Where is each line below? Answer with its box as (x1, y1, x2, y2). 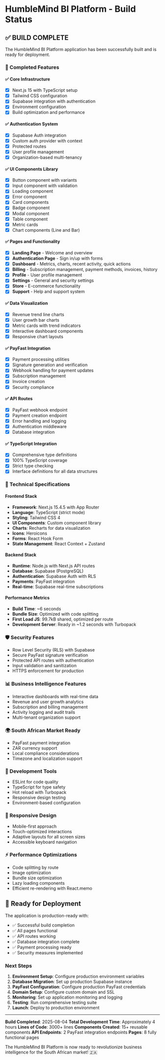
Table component (12, 216, 48, 222)
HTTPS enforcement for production (12, 668, 84, 674)
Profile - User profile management (12, 272, 82, 278)
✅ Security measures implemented (12, 950, 83, 955)
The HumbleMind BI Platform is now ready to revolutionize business (5, 1044, 142, 1050)
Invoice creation (12, 379, 45, 384)
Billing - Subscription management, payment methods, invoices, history (12, 267, 158, 272)
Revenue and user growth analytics (12, 699, 84, 705)
